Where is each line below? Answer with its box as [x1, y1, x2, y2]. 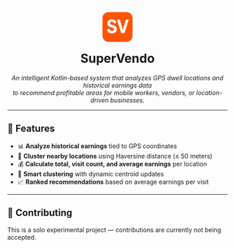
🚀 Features [7, 123, 55, 135]
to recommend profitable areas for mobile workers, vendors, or [13, 88, 195, 96]
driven [90, 96, 109, 104]
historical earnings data [83, 81, 152, 89]
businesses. [110, 96, 145, 104]
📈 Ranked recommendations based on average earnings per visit [17, 177, 209, 186]
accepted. [7, 233, 36, 241]
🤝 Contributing [7, 207, 73, 219]
